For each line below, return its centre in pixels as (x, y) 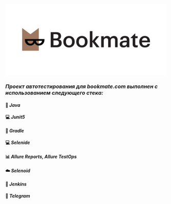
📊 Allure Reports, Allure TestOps (41, 156)
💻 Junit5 (15, 117)
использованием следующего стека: (54, 93)
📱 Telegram (18, 196)
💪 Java (13, 105)
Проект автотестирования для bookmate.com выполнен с (81, 86)
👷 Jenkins (16, 184)
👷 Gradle (15, 130)
